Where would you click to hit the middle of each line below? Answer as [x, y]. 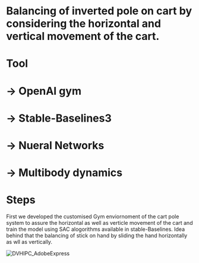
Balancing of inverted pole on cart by [99, 11]
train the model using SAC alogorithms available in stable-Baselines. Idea [96, 229]
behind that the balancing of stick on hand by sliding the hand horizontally [97, 236]
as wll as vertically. [29, 242]
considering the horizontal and [84, 24]
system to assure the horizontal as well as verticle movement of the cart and [99, 223]
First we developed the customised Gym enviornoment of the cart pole [93, 216]
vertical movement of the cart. [83, 36]
